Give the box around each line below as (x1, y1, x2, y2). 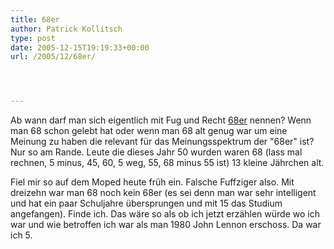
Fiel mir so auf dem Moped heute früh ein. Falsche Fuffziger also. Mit (10, 176, 295, 188)
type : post (10, 33, 56, 43)
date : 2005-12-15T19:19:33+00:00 (10, 42, 150, 53)
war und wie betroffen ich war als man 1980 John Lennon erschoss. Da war (10, 219, 322, 231)
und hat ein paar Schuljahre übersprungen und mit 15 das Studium (10, 197, 283, 210)
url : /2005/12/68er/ (10, 52, 97, 62)
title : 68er (10, 14, 60, 25)
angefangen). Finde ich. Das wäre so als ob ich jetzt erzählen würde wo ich (10, 208, 320, 220)
